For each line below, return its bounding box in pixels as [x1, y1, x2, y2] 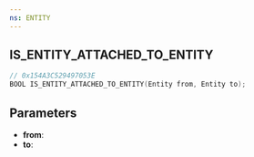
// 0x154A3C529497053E [9, 71, 96, 80]
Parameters [9, 105, 77, 120]
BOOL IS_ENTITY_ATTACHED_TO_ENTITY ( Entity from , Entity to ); [9, 79, 247, 89]
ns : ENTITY [9, 13, 51, 23]
